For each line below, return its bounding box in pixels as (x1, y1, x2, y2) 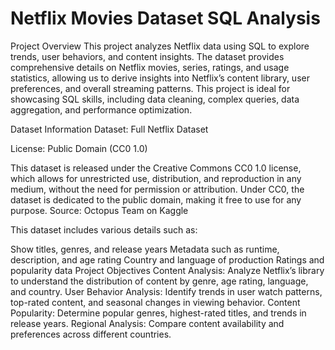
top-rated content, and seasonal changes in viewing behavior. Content (10, 296, 301, 308)
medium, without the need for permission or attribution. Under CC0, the (10, 183, 305, 195)
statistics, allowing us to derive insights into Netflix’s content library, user (10, 72, 310, 84)
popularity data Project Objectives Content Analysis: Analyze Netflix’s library (10, 264, 325, 276)
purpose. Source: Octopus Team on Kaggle (10, 204, 189, 216)
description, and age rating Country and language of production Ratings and (10, 253, 325, 266)
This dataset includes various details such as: (10, 223, 198, 236)
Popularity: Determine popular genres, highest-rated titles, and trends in (10, 307, 307, 319)
